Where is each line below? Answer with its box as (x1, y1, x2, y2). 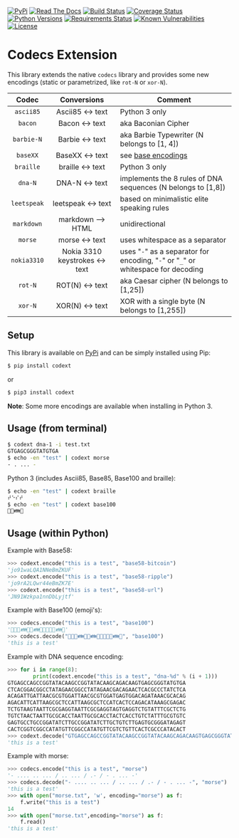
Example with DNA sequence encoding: (7, 652, 124, 661)
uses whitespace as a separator (119, 235, 226, 245)
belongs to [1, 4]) (119, 139, 179, 149)
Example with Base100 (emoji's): (7, 606, 102, 614)
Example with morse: (7, 752, 69, 760)
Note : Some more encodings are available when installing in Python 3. (7, 402, 213, 410)
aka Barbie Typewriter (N (119, 130, 204, 140)
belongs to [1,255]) (119, 305, 186, 315)
